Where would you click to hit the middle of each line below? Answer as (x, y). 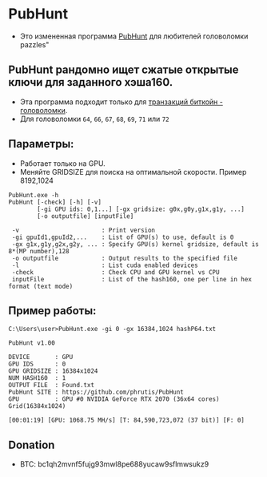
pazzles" (34, 44)
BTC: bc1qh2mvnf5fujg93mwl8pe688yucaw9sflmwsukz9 (114, 464)
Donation (32, 445)
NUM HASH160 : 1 (37, 378)
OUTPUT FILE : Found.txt (51, 386)
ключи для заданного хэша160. (91, 82)
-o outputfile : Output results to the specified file (125, 258)
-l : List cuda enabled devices (105, 265)
